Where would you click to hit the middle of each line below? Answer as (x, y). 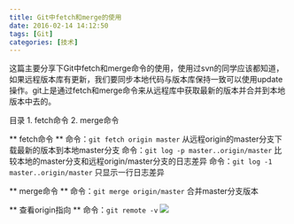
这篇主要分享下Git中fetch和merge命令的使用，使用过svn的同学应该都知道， (147, 68)
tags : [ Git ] (31, 34)
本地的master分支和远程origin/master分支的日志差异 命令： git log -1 (144, 161)
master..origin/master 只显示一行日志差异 (87, 173)
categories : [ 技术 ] (44, 42)
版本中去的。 (32, 102)
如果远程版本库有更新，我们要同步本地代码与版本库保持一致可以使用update (146, 80)
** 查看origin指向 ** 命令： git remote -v (84, 210)
